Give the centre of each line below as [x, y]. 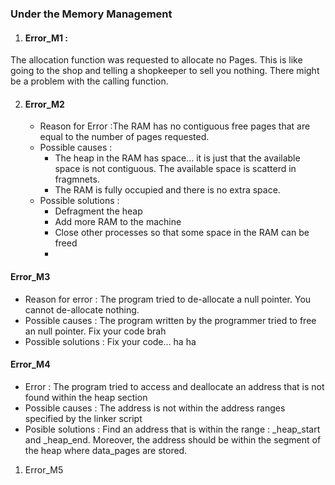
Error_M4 [30, 364]
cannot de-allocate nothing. [82, 309]
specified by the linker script [83, 418]
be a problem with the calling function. [89, 81]
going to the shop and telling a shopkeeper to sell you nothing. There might [165, 71]
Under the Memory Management [91, 14]
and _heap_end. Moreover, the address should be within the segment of [173, 439]
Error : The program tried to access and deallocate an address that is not [174, 386]
